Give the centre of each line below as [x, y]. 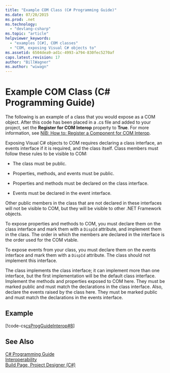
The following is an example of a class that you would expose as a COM [80, 117]
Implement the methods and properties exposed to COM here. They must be [85, 281]
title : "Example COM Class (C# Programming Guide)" [61, 10]
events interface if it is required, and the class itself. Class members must [82, 149]
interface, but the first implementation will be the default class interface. [81, 276]
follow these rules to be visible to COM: [46, 154]
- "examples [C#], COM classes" [44, 43]
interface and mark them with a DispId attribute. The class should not [78, 255]
